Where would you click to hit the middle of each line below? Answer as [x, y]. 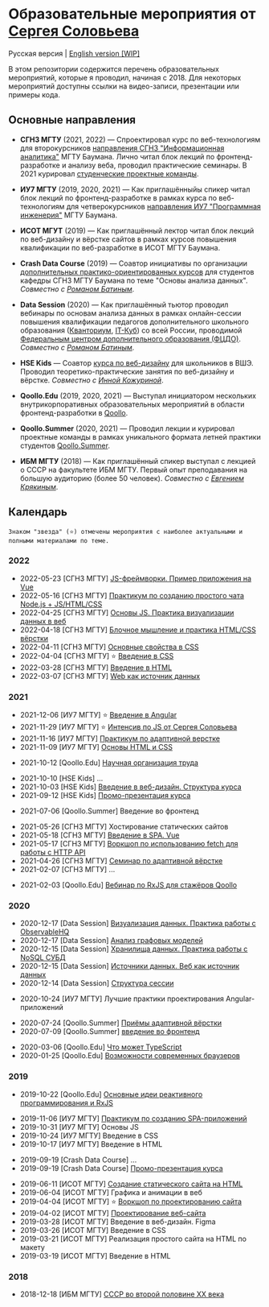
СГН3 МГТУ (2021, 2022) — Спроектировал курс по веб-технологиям [140, 139]
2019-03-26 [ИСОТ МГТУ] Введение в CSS [93, 1230]
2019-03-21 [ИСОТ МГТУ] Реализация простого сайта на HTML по [133, 1239]
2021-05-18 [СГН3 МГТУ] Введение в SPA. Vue [100, 835]
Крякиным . [39, 486]
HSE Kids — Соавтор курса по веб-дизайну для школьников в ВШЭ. [137, 362]
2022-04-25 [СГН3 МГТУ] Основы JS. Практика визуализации [127, 612]
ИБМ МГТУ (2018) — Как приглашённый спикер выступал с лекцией [138, 461]
